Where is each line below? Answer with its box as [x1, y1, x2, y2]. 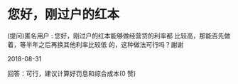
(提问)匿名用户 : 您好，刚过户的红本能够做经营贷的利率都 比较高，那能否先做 [7, 31, 231, 40]
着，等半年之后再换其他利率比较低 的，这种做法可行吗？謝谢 [7, 40, 183, 48]
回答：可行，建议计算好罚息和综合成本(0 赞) [7, 69, 136, 78]
